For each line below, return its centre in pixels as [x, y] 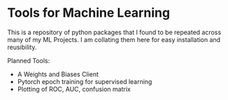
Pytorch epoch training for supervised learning [85, 81]
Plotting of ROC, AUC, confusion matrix [74, 89]
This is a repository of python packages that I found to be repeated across [114, 32]
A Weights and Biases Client [58, 74]
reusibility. [22, 47]
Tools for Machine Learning [88, 13]
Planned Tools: [29, 60]
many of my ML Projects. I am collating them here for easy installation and [114, 39]
